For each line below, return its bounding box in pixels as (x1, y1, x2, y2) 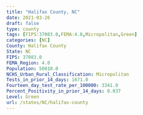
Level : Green (6, 94, 40, 100)
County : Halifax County (6, 43, 67, 49)
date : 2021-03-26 (6, 15, 51, 21)
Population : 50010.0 (6, 65, 59, 72)
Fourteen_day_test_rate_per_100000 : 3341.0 (6, 83, 119, 89)
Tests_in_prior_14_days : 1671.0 (6, 77, 88, 83)
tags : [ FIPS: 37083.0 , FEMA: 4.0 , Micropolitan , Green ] (6, 32, 138, 38)
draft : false (6, 20, 40, 26)
